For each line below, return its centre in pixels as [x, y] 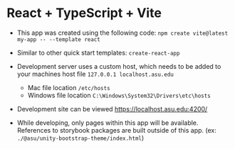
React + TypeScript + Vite [84, 13]
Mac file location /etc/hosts [69, 87]
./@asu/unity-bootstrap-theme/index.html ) [80, 138]
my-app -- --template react [58, 39]
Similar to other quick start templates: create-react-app [98, 53]
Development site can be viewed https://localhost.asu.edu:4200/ [112, 109]
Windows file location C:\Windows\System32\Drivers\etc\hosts [119, 95]
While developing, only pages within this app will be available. [108, 123]
